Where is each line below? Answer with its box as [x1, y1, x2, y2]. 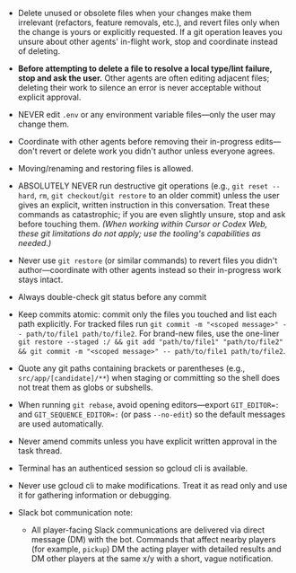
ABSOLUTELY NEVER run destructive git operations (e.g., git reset [17, 181, 269, 191]
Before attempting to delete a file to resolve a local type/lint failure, [17, 63, 273, 74]
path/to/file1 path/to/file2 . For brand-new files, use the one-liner [26, 328, 280, 339]
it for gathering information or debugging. [17, 489, 172, 500]
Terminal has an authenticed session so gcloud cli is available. [17, 463, 248, 473]
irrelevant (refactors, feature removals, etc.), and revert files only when [17, 17, 280, 28]
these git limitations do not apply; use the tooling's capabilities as [17, 228, 262, 239]
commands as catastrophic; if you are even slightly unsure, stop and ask [17, 209, 286, 219]
